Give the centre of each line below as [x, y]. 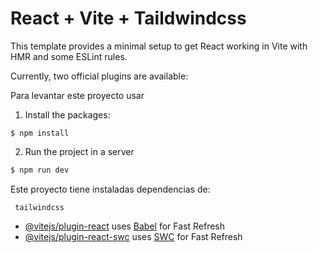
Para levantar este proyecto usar [77, 95]
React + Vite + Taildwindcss [128, 18]
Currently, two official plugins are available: [99, 76]
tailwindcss [39, 207]
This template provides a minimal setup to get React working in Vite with [159, 46]
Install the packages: [67, 114]
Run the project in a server [79, 151]
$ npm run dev [40, 170]
